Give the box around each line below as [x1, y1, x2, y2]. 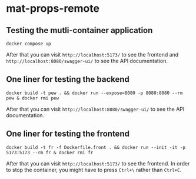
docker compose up [6, 41, 51, 47]
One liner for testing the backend [6, 74, 129, 84]
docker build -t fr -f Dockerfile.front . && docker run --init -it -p [6, 144, 185, 150]
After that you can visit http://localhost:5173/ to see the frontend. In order [6, 160, 190, 167]
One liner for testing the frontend [6, 129, 129, 139]
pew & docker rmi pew [6, 95, 59, 101]
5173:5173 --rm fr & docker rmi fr [6, 150, 94, 155]
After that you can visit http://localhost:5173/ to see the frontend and [6, 51, 179, 58]
